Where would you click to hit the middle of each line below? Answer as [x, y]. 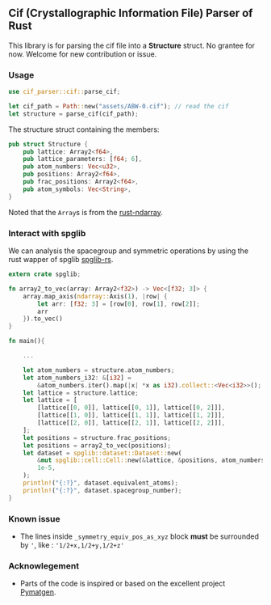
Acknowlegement [44, 565]
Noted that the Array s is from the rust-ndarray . [85, 212]
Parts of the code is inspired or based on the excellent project [123, 584]
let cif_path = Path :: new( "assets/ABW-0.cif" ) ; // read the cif [119, 106]
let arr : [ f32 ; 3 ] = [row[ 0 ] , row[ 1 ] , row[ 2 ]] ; [119, 304]
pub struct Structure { [48, 144]
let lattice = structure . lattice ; [81, 393]
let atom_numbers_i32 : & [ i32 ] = [77, 378]
